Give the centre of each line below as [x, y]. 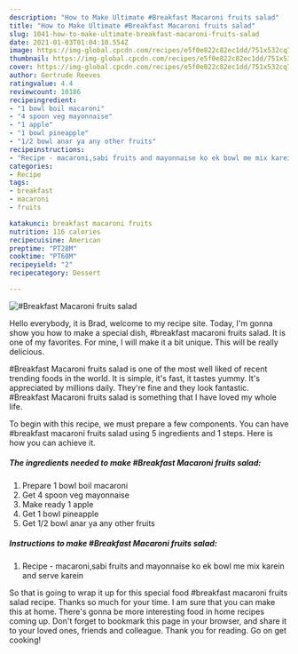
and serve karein [53, 575]
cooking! [25, 640]
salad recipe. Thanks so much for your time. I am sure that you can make [142, 602]
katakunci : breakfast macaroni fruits [81, 223]
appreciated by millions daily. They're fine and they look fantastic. [129, 387]
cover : [21, 68]
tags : [19, 183]
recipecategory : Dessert [55, 273]
